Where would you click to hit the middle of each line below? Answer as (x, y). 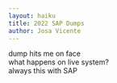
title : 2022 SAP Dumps (46, 23)
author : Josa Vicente (45, 31)
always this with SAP (43, 71)
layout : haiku (32, 16)
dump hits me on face (45, 54)
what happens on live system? (58, 62)
